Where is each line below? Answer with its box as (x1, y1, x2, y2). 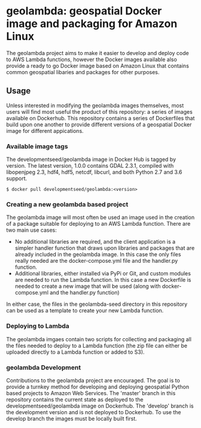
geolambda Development (6, 363, 81, 372)
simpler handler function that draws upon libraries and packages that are (14, 244, 195, 252)
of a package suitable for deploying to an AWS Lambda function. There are (6, 220, 191, 227)
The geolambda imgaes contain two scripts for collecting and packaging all (6, 335, 191, 342)
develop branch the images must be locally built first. (6, 415, 138, 422)
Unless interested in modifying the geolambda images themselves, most (6, 102, 184, 109)
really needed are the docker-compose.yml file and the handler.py (14, 257, 178, 265)
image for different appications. (6, 127, 84, 134)
